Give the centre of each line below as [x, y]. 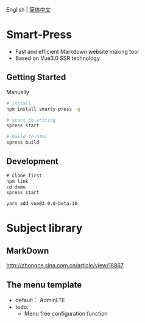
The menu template [44, 285]
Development [33, 161]
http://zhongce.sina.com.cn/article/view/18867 [65, 265]
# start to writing [31, 120]
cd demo [16, 187]
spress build [23, 143]
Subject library [44, 228]
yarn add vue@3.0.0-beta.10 [42, 204]
